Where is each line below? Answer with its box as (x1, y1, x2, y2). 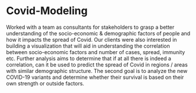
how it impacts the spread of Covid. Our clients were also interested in (6, 36, 177, 43)
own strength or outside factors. (6, 79, 84, 87)
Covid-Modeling (6, 4, 88, 18)
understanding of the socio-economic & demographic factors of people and (6, 29, 191, 36)
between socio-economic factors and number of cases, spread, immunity (6, 48, 185, 55)
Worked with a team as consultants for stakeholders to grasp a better (6, 24, 175, 31)
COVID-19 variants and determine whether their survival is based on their (6, 74, 184, 81)
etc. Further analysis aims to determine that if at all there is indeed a (6, 55, 171, 62)
